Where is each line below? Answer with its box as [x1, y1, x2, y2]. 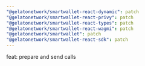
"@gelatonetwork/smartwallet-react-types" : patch [6, 20, 134, 26]
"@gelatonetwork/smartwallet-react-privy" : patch [6, 14, 134, 20]
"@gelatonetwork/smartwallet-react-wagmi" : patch [6, 25, 134, 32]
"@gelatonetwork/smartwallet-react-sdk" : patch [6, 37, 129, 43]
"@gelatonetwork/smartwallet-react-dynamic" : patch [6, 8, 139, 15]
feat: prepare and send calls [6, 53, 77, 60]
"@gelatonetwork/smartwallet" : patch [6, 31, 101, 37]
